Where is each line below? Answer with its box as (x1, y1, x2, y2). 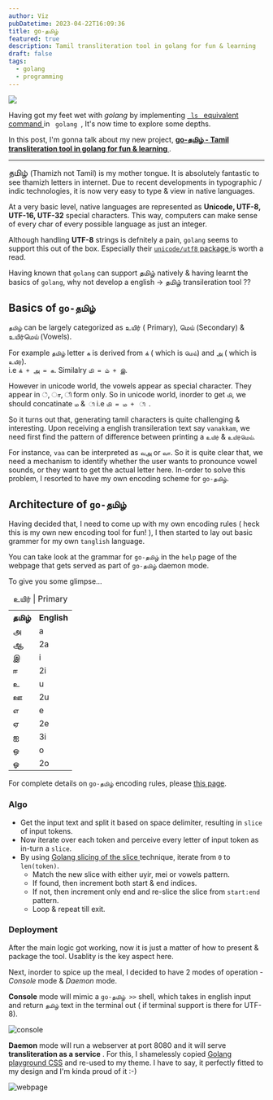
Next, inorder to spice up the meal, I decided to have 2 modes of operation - (8, 966, 264, 977)
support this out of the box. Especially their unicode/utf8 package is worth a (8, 243, 264, 253)
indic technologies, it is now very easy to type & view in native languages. (8, 186, 255, 195)
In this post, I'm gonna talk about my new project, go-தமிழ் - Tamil (8, 134, 229, 144)
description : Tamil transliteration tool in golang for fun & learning (8, 42, 256, 50)
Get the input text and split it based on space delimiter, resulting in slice (19, 817, 262, 827)
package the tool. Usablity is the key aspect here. (8, 951, 174, 961)
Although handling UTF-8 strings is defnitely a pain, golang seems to (8, 234, 238, 244)
